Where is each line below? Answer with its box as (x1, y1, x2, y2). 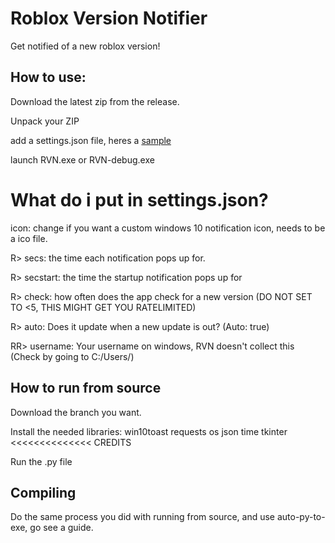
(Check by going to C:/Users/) (10, 350, 135, 362)
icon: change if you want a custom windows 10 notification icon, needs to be (10, 222, 326, 234)
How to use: (10, 69, 87, 86)
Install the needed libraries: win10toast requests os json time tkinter (10, 425, 288, 437)
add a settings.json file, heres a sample (10, 134, 172, 146)
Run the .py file (10, 455, 73, 467)
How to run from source (10, 380, 162, 397)
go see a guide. (29, 522, 94, 534)
